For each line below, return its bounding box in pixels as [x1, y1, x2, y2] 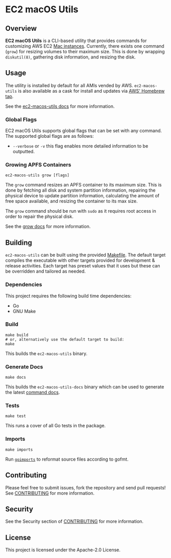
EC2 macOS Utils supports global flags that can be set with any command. [5, 128, 162, 134]
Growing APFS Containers [5, 161, 71, 169]
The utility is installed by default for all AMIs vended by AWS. [5, 82, 134, 88]
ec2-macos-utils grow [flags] [5, 173, 70, 178]
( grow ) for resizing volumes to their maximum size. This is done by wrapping [5, 49, 165, 54]
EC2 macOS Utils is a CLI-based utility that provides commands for [5, 37, 147, 44]
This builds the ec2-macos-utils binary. [5, 350, 88, 357]
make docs [5, 375, 27, 380]
